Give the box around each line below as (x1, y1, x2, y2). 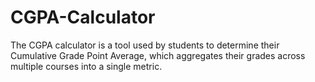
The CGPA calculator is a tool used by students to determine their (10, 39, 280, 51)
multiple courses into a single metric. (10, 60, 163, 72)
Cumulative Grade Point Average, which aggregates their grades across (10, 49, 306, 61)
